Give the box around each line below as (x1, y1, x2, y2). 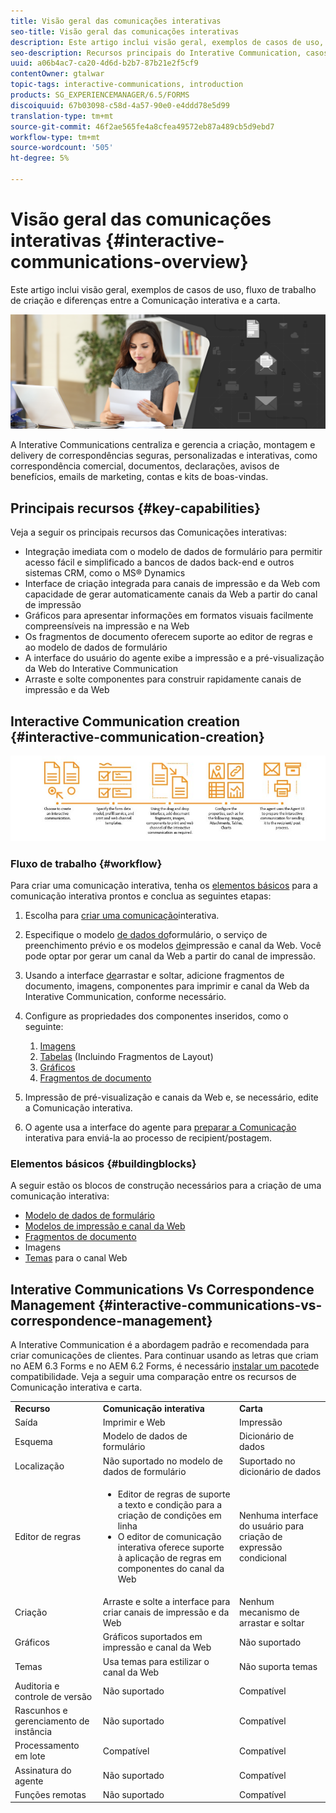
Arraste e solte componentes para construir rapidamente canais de (24, 673, 302, 685)
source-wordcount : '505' (10, 143, 114, 153)
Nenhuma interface (238, 1509, 319, 1521)
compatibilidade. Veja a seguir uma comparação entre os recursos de (10, 1371, 297, 1383)
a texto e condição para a (117, 1498, 223, 1510)
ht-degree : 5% (10, 153, 70, 164)
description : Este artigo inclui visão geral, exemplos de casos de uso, (10, 37, 325, 47)
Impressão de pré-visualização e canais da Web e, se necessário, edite (24, 1091, 319, 1104)
